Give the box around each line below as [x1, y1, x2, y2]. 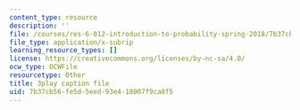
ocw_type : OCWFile [9, 63, 78, 72]
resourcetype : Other [9, 71, 87, 80]
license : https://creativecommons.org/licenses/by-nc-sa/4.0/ [9, 54, 246, 63]
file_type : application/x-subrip [9, 37, 134, 47]
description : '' [9, 21, 70, 30]
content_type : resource [9, 12, 98, 22]
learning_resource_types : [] [9, 46, 118, 55]
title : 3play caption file [9, 79, 110, 88]
